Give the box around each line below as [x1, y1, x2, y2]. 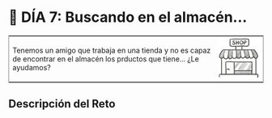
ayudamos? [12, 62, 51, 72]
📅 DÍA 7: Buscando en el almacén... [8, 8, 248, 27]
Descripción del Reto [8, 97, 116, 111]
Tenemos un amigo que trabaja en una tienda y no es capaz [12, 45, 211, 55]
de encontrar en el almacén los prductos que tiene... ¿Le [12, 53, 200, 64]
